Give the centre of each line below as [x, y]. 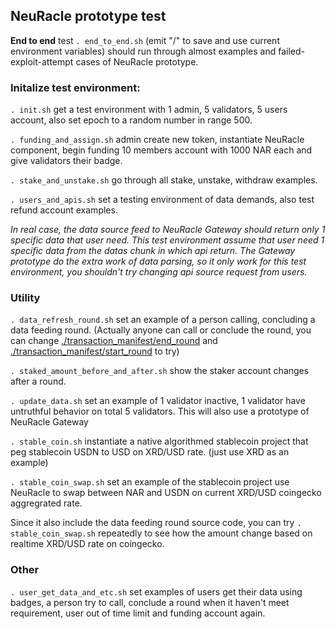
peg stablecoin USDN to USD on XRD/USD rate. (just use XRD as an [150, 452]
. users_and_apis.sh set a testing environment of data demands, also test [162, 200]
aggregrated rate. [46, 503]
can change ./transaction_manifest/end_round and [114, 341]
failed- [291, 51]
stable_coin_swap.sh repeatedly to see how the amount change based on [161, 533]
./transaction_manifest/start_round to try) [95, 351]
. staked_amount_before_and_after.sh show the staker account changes [160, 371]
